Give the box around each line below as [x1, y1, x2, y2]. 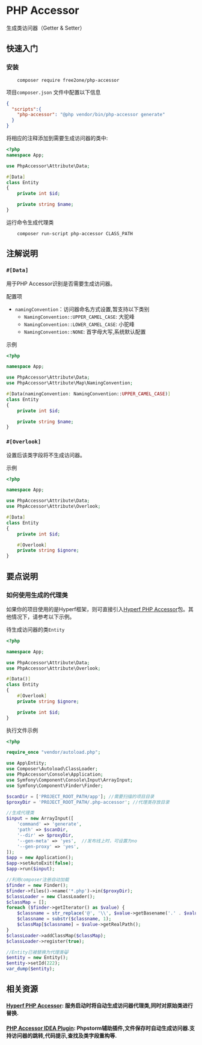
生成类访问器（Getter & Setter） [6, 24, 85, 31]
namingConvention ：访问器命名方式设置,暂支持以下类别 [14, 305, 150, 313]
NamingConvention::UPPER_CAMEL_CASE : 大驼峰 [23, 313, 135, 320]
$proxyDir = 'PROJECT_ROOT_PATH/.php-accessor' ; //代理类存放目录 [6, 799, 170, 805]
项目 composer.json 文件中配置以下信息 [6, 88, 101, 96]
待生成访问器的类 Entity [6, 626, 65, 633]
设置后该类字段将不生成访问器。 [6, 451, 85, 458]
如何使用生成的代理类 [6, 591, 68, 599]
